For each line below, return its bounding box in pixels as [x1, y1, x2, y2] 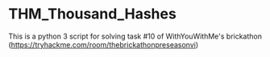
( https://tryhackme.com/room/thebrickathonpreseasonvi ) [8, 39, 199, 49]
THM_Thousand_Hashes [8, 5, 177, 23]
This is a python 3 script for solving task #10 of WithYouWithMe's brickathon [8, 31, 263, 41]
